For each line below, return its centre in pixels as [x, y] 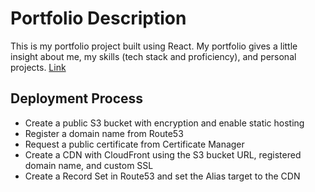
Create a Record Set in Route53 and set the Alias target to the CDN [162, 176]
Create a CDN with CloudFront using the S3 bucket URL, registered [163, 154]
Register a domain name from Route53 [104, 133]
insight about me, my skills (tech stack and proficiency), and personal [153, 56]
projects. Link [38, 67]
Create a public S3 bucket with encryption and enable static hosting [164, 123]
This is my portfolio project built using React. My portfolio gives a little [154, 46]
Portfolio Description [98, 18]
